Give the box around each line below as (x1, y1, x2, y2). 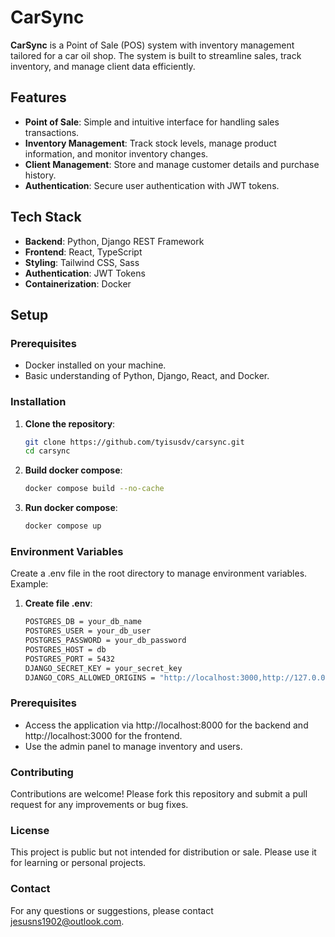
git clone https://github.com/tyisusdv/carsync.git (24, 437, 245, 447)
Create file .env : (24, 597, 93, 610)
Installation (10, 395, 67, 409)
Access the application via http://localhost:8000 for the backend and (24, 719, 309, 731)
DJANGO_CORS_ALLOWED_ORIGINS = (24, 672, 156, 683)
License (10, 823, 50, 837)
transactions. (24, 126, 80, 138)
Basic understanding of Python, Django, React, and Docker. (24, 370, 270, 382)
